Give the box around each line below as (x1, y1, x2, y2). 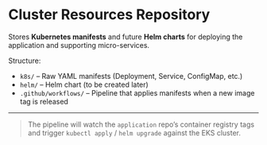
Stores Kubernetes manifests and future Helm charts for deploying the (8, 32, 243, 41)
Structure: (8, 56, 41, 65)
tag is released (19, 96, 69, 106)
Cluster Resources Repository (8, 6, 211, 24)
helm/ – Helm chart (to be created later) (19, 80, 149, 89)
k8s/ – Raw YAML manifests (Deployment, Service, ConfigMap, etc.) (19, 71, 243, 80)
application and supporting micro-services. (8, 40, 149, 49)
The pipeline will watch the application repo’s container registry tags (27, 120, 255, 129)
